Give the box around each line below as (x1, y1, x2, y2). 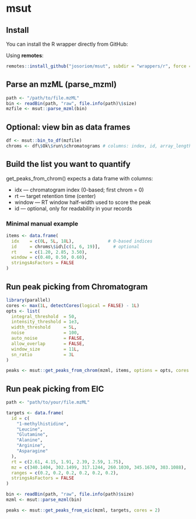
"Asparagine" (16, 448, 48, 454)
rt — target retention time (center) (14, 192, 96, 199)
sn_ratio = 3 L (11, 351, 75, 357)
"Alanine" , (16, 437, 43, 443)
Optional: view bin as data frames (6, 122, 131, 132)
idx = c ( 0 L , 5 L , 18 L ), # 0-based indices (11, 238, 153, 244)
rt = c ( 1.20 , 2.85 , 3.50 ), (11, 249, 87, 255)
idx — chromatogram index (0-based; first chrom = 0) (14, 186, 144, 193)
